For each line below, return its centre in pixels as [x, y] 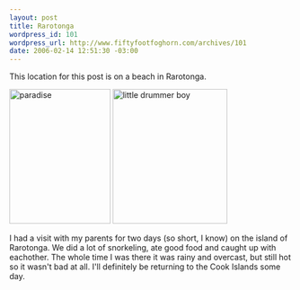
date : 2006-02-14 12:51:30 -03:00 [74, 51]
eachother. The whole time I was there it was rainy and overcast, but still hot [150, 258]
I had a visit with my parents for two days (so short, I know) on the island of [149, 238]
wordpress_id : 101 [44, 34]
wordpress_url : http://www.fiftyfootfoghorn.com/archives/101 [128, 43]
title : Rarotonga [42, 26]
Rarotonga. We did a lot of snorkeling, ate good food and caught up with [143, 248]
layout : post [34, 18]
